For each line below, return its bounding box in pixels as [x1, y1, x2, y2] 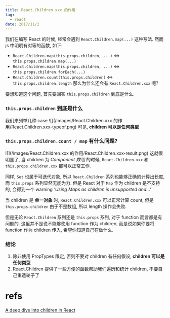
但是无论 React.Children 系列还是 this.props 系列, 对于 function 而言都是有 [5, 214, 162, 220]
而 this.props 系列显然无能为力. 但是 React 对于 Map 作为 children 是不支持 [5, 180, 160, 186]
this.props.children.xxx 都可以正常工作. [5, 163, 91, 169]
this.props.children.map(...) [12, 59, 77, 64]
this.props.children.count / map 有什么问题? [5, 137, 118, 145]
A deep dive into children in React [5, 307, 76, 313]
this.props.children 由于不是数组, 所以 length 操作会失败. [5, 203, 127, 209]
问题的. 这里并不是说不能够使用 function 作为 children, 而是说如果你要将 [5, 220, 155, 226]
